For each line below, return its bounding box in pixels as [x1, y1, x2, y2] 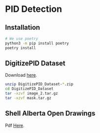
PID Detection [5, 3, 62, 15]
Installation [5, 23, 40, 32]
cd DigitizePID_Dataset [5, 87, 54, 91]
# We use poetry [5, 36, 38, 41]
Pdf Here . [5, 122, 25, 128]
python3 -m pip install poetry [5, 41, 69, 45]
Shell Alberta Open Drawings [5, 109, 96, 118]
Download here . [5, 72, 37, 78]
